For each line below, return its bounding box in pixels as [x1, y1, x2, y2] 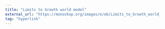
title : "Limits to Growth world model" [5, 7, 87, 12]
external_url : [5, 12, 34, 17]
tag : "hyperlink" [5, 16, 41, 21]
